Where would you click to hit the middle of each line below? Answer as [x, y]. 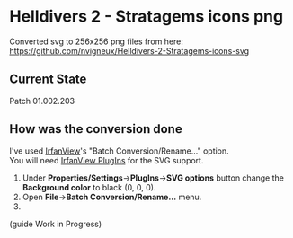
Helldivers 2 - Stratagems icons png [146, 17]
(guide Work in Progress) [56, 224]
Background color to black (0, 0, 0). [89, 187]
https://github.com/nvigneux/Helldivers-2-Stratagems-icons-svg [129, 50]
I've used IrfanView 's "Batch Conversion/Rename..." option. [119, 151]
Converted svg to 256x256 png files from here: [97, 41]
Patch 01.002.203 [42, 101]
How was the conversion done [96, 129]
